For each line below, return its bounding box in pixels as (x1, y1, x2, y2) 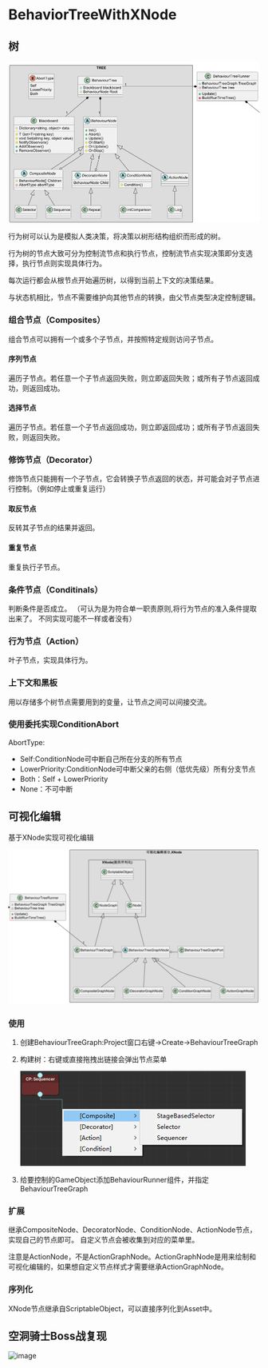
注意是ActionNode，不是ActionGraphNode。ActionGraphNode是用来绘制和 (8, 1252, 257, 1262)
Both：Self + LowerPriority (19, 774, 108, 784)
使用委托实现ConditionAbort (8, 719, 120, 730)
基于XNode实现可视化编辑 (8, 832, 94, 842)
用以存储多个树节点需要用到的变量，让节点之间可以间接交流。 (8, 697, 211, 707)
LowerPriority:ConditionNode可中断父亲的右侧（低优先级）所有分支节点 (19, 764, 256, 773)
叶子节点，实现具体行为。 (8, 656, 93, 665)
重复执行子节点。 (8, 562, 65, 572)
